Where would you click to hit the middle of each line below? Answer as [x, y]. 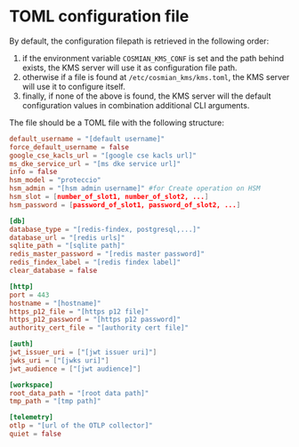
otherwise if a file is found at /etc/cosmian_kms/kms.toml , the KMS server [156, 76]
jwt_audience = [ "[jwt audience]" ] [75, 369]
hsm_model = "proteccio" [55, 180]
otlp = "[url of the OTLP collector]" [81, 426]
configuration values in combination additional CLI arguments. [136, 105]
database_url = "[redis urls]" [67, 237]
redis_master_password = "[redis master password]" [107, 254]
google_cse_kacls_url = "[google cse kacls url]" [103, 156]
